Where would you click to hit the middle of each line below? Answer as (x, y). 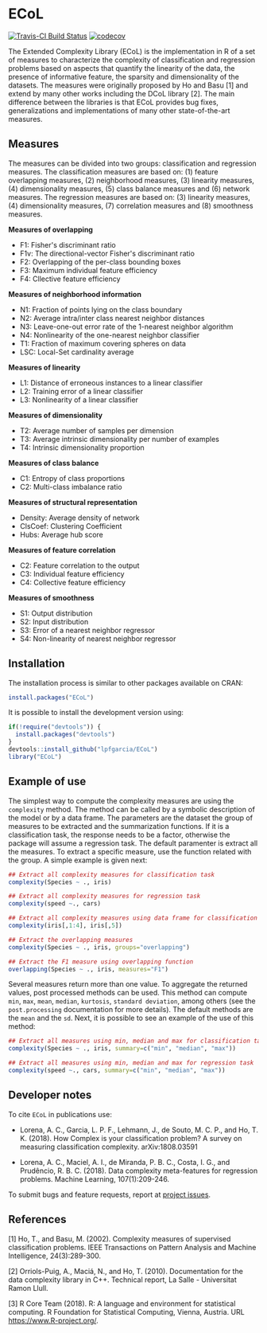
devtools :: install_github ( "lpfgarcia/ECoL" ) (83, 749)
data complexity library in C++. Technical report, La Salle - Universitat (122, 1280)
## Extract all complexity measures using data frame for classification (133, 918)
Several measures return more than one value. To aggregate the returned (128, 984)
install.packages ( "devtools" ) (65, 735)
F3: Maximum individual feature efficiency (88, 270)
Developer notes (50, 1095)
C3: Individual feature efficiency (72, 573)
